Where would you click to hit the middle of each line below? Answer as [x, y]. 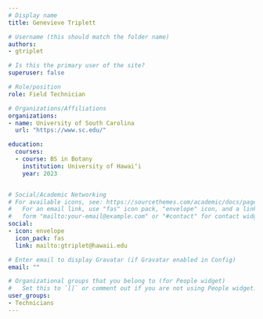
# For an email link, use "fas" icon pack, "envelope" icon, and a [124, 209]
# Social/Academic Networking [58, 194]
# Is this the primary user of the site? [77, 66]
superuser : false [36, 73]
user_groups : [29, 296]
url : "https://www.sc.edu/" [61, 130]
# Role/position [34, 87]
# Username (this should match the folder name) [89, 37]
